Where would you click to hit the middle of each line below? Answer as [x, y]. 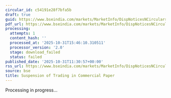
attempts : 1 [23, 33]
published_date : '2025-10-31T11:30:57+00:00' [54, 62]
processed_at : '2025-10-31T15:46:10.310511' [58, 43]
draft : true [18, 15]
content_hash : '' [28, 38]
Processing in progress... [31, 90]
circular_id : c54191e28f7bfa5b [38, 10]
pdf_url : [15, 24]
